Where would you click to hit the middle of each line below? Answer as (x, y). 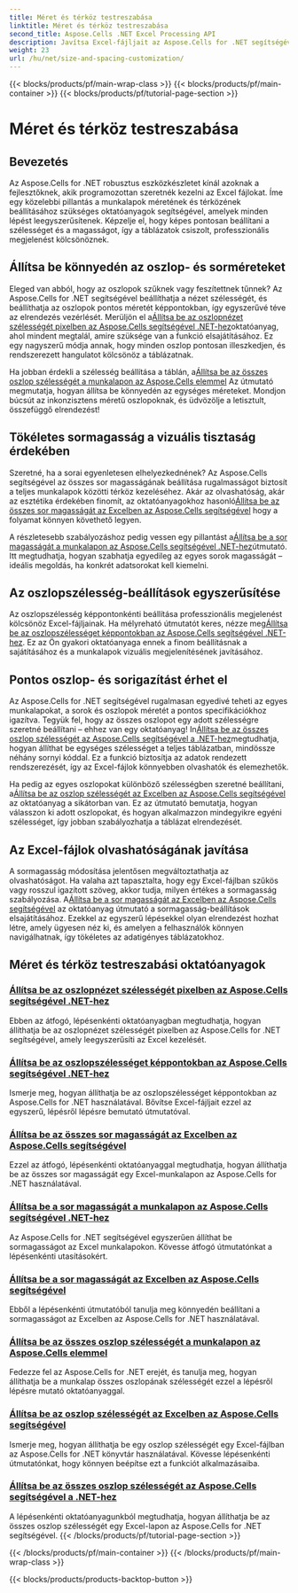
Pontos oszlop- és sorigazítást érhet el (118, 679)
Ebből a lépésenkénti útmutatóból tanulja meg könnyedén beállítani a (135, 1309)
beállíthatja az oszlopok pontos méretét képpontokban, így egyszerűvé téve (148, 308)
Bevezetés (39, 162)
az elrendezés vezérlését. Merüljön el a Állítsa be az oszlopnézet (126, 316)
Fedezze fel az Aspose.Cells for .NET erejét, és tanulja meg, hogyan (133, 1372)
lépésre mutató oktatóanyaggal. (67, 1391)
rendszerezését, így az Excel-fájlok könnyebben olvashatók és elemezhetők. (149, 767)
